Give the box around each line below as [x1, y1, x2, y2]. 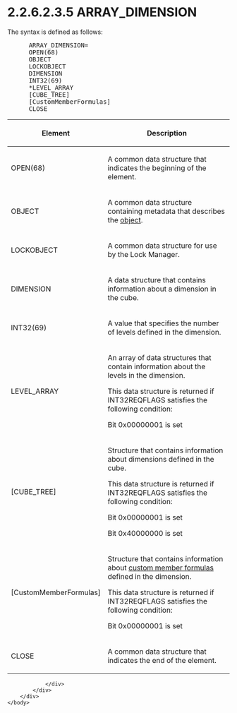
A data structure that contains [107, 275, 206, 284]
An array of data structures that [107, 352, 212, 362]
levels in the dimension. [107, 370, 186, 380]
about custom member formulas [107, 563, 214, 573]
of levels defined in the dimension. [107, 327, 221, 337]
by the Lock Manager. [107, 249, 180, 259]
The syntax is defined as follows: [7, 28, 104, 36]
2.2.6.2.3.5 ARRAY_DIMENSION [7, 4, 197, 20]
